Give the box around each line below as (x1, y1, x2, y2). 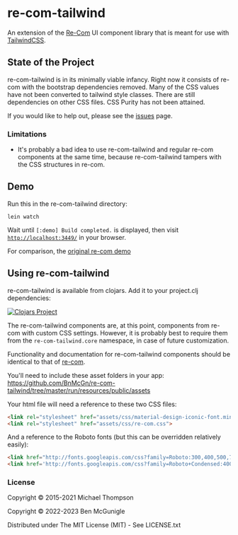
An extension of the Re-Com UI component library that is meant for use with (7, 28, 229, 37)
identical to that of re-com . (7, 357, 86, 366)
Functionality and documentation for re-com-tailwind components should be (7, 350, 231, 358)
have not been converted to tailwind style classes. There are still (7, 90, 195, 98)
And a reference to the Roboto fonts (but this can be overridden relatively (7, 433, 221, 442)
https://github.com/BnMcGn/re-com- (7, 379, 115, 387)
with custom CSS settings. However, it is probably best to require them (21, 328, 228, 337)
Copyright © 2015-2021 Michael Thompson (7, 493, 134, 502)
